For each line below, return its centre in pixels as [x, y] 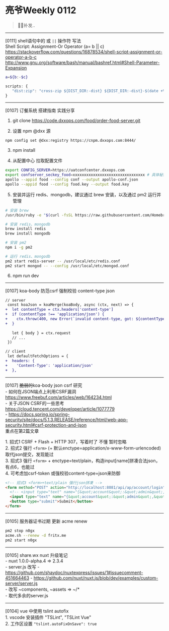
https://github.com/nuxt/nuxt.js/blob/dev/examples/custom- [96, 578]
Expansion [16, 68]
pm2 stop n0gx [20, 531]
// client [16, 352]
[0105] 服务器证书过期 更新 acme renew [46, 521]
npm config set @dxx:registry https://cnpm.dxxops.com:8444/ [71, 141]
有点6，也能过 [20, 467]
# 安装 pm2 [16, 243]
